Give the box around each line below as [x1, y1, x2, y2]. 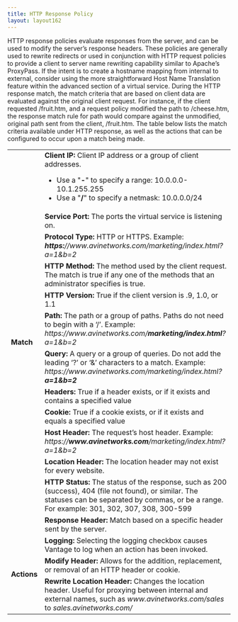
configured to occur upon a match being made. [7, 134, 145, 142]
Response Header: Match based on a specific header [44, 515, 223, 525]
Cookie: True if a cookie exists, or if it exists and [44, 407, 204, 417]
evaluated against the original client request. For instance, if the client [7, 96, 211, 105]
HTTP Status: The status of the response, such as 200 [44, 477, 227, 487]
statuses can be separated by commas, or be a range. [44, 494, 224, 504]
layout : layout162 [7, 17, 62, 24]
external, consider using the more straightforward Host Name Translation [7, 74, 221, 82]
